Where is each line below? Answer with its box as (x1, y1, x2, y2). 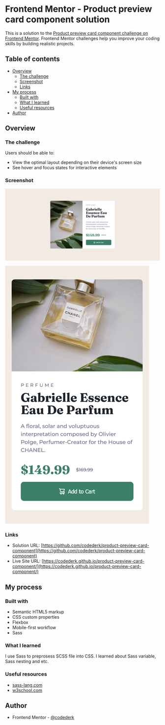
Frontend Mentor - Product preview (5, 3, 152, 15)
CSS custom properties (12, 614, 60, 620)
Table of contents (5, 55, 60, 63)
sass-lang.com (12, 682, 43, 688)
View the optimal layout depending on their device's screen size (12, 159, 142, 165)
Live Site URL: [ (12, 558, 44, 564)
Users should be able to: (5, 150, 55, 156)
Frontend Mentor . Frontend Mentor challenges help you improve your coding (5, 35, 160, 41)
